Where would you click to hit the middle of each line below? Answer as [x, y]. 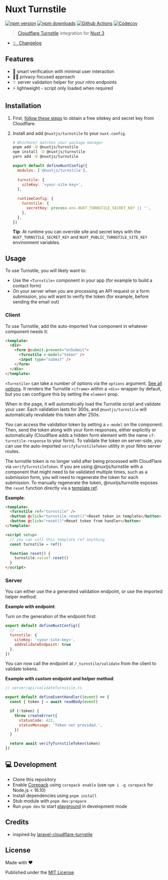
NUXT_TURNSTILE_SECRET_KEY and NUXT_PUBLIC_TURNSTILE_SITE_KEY [80, 237]
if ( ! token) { [24, 711]
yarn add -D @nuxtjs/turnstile [45, 157]
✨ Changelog [27, 43]
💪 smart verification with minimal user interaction [63, 71]
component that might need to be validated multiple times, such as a [76, 472]
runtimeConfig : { [36, 199]
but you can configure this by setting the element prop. [62, 394]
